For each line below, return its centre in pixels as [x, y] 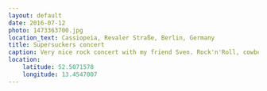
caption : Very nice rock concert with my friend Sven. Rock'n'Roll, [124, 52]
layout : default [35, 15]
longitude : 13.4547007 [60, 74]
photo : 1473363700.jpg [46, 30]
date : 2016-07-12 [37, 23]
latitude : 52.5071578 [58, 67]
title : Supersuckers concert [56, 45]
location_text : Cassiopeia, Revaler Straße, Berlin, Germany [112, 38]
